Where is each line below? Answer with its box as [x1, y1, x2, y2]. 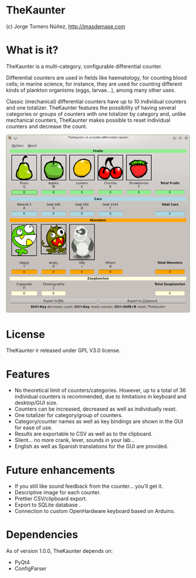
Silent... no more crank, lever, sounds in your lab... [14, 437, 135, 444]
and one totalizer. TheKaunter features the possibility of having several [6, 104, 176, 111]
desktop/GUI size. [14, 399, 58, 406]
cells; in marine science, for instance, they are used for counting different [6, 80, 183, 87]
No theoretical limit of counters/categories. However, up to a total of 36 [14, 387, 186, 394]
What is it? [6, 43, 59, 57]
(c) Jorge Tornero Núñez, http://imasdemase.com [6, 23, 125, 30]
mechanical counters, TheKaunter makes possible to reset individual [6, 117, 171, 124]
